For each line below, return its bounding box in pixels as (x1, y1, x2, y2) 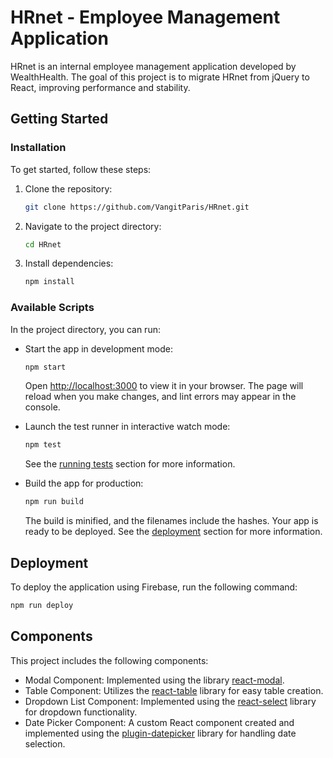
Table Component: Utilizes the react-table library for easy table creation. (24, 684, 324, 696)
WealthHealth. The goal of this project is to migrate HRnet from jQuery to (10, 71, 310, 83)
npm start (24, 362, 67, 372)
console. (24, 401, 61, 413)
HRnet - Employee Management (10, 6, 281, 29)
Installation (10, 141, 67, 155)
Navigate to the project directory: (24, 220, 162, 232)
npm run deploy (10, 600, 74, 610)
